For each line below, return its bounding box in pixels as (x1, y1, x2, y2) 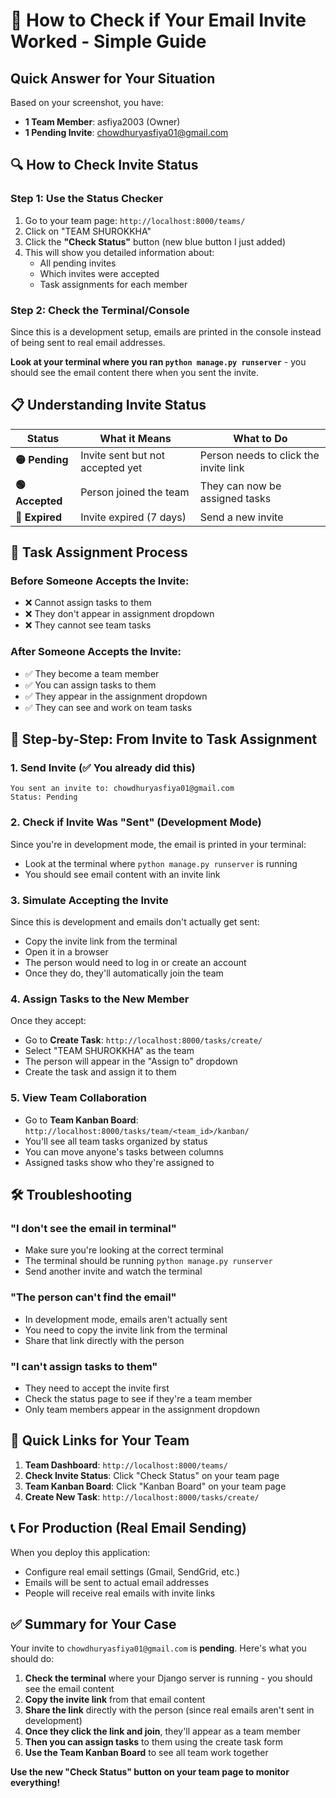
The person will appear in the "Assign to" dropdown (24, 1055, 238, 1068)
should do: (10, 1653, 55, 1665)
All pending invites (39, 257, 117, 269)
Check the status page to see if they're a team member (24, 1392, 253, 1404)
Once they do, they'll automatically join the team (24, 967, 224, 979)
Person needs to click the (199, 448, 320, 462)
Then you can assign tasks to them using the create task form (24, 1736, 284, 1748)
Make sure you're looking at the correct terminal (24, 1244, 224, 1256)
